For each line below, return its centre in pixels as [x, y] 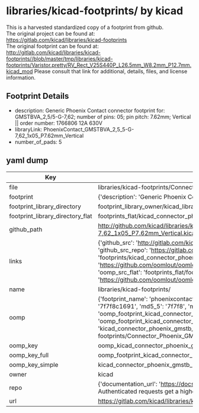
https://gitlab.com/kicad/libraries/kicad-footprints [67, 40]
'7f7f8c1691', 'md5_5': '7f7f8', [142, 306]
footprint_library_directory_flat [51, 216]
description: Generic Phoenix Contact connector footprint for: [90, 110]
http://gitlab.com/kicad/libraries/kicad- [53, 52]
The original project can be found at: [51, 33]
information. [21, 78]
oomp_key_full [29, 355]
